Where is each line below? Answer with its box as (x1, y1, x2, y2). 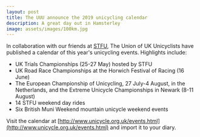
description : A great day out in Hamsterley (6, 20, 121, 26)
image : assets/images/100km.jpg (6, 25, 88, 32)
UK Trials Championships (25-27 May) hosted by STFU (15, 61, 153, 68)
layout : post (6, 8, 39, 15)
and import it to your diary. (110, 124, 176, 131)
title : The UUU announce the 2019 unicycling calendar (6, 15, 148, 21)
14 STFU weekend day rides (15, 99, 85, 107)
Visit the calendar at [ (6, 118, 60, 125)
